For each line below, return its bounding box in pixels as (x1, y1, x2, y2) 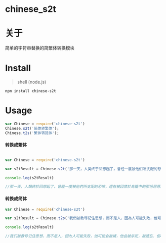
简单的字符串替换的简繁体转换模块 (5, 45, 75, 51)
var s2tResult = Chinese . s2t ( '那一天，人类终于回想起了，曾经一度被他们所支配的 (5, 166, 158, 171)
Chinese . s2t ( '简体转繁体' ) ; (5, 126, 59, 131)
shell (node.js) (17, 79, 46, 85)
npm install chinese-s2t (5, 89, 56, 94)
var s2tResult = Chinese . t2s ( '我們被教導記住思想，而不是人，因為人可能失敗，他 (5, 216, 158, 221)
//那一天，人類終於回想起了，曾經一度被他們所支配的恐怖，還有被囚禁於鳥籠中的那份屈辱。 (5, 184, 164, 189)
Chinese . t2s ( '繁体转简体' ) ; (5, 130, 59, 136)
